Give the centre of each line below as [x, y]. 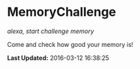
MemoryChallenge [62, 12]
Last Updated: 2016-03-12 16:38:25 [58, 58]
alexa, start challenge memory [51, 31]
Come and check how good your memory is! [70, 44]
